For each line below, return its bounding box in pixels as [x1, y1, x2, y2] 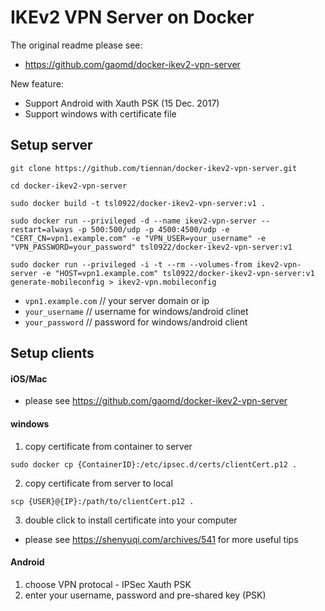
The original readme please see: [10, 39, 143, 51]
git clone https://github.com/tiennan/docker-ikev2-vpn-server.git [10, 163, 298, 173]
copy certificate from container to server [24, 440, 193, 452]
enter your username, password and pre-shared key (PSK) [24, 589, 267, 601]
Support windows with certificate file [24, 107, 177, 120]
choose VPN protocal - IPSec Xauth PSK [24, 578, 192, 590]
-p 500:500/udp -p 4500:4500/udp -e [77, 224, 230, 235]
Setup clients [10, 345, 95, 362]
